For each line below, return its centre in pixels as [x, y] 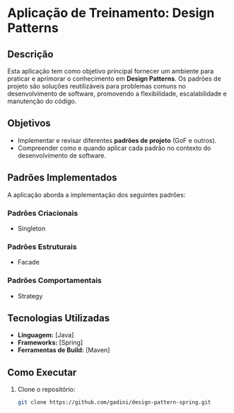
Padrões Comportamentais [55, 281]
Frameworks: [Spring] [50, 343]
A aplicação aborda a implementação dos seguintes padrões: [96, 194]
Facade [29, 262]
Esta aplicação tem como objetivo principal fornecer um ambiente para [111, 71]
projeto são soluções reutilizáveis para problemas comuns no [96, 86]
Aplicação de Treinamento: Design [111, 13]
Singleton [31, 228]
